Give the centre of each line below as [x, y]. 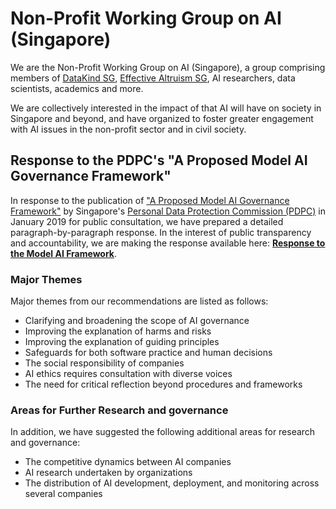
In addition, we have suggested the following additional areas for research [163, 432]
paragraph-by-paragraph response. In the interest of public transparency [161, 232]
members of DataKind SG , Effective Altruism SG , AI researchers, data [153, 78]
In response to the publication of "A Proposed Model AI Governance [150, 200]
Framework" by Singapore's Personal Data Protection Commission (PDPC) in [168, 211]
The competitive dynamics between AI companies [128, 462]
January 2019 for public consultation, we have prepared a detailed [147, 221]
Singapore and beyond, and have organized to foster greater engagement [162, 118]
